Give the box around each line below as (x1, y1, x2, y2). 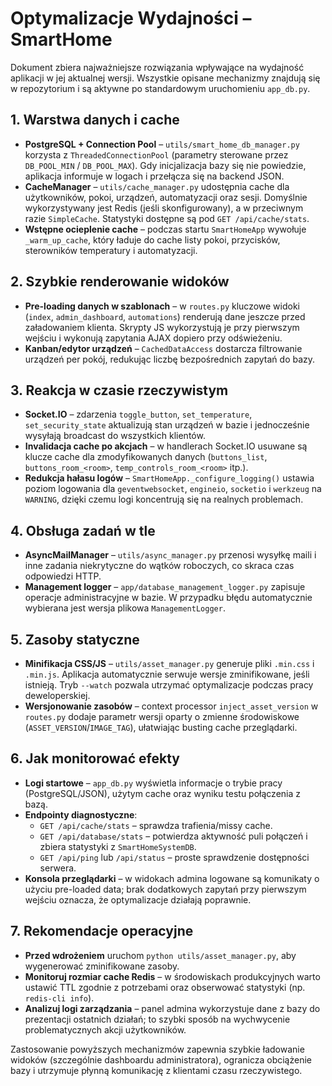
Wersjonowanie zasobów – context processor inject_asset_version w (24, 700, 319, 712)
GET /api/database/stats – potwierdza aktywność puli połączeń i (39, 830, 308, 842)
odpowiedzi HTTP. (24, 570, 102, 582)
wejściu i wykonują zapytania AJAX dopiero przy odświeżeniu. (24, 332, 283, 344)
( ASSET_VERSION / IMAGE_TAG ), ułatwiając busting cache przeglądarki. (24, 722, 298, 733)
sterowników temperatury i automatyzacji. (24, 244, 198, 256)
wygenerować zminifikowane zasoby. (24, 960, 180, 972)
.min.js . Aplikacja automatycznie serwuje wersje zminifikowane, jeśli (24, 668, 310, 680)
